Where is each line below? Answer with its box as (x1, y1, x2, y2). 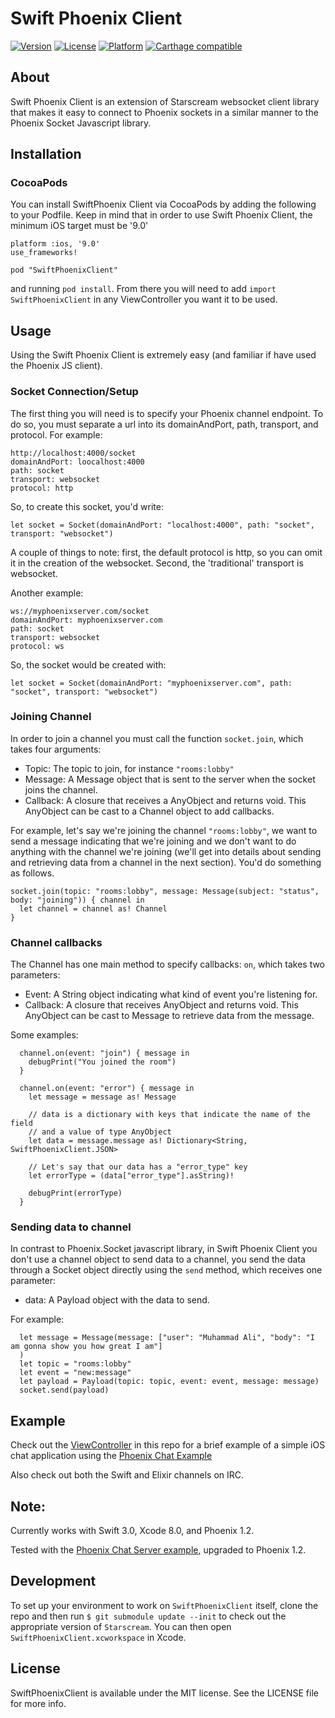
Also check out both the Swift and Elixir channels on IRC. (10, 1469, 245, 1481)
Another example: (10, 587, 84, 599)
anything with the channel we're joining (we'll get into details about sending (10, 845, 322, 857)
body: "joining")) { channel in (10, 895, 145, 905)
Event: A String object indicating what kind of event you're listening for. (24, 988, 318, 1001)
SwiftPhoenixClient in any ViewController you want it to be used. (10, 293, 278, 306)
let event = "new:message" (19, 1368, 132, 1378)
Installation (10, 146, 82, 163)
